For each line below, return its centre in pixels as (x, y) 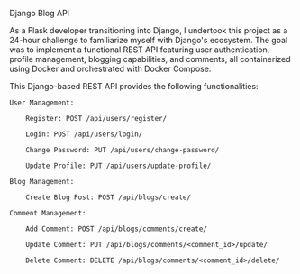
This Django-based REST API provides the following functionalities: (134, 86)
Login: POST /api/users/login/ (84, 134)
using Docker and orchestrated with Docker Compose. (110, 68)
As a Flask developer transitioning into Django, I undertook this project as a (149, 30)
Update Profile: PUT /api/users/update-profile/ (118, 166)
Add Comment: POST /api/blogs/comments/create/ (116, 229)
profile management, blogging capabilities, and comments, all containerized (150, 59)
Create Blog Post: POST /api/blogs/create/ (109, 197)
